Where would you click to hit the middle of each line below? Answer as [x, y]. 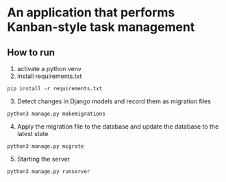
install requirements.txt [49, 76]
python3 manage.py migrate [46, 146]
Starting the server [43, 159]
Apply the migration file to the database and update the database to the [118, 127]
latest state [33, 134]
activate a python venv [49, 69]
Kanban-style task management [101, 27]
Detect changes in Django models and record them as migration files [114, 101]
